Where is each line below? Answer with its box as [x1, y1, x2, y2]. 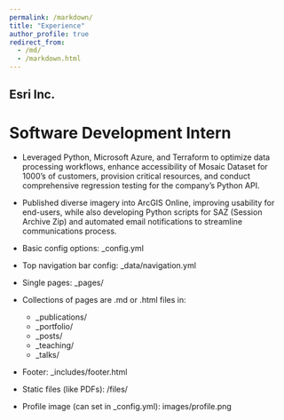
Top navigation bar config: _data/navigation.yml [21, 260, 197, 271]
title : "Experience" [9, 21, 86, 30]
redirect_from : [9, 37, 66, 47]
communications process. [21, 226, 117, 236]
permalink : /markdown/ [9, 12, 93, 22]
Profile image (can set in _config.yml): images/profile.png [21, 401, 233, 412]
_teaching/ [35, 340, 75, 351]
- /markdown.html [17, 54, 82, 63]
